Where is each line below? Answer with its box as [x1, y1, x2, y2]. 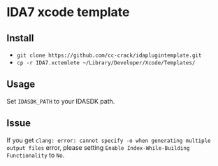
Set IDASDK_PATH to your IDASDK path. [6, 97, 115, 105]
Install [6, 32, 34, 44]
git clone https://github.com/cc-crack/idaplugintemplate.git [16, 52, 202, 59]
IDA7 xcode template [6, 4, 130, 20]
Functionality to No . [6, 151, 65, 159]
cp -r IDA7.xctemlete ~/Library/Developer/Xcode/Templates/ [16, 60, 196, 67]
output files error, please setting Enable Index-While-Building [6, 143, 190, 151]
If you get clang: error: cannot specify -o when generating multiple [6, 136, 211, 144]
